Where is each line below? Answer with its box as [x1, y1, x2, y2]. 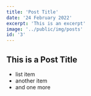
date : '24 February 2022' [6, 15, 72, 21]
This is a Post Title [6, 54, 78, 65]
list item [15, 70, 35, 78]
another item [15, 77, 48, 84]
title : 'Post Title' [6, 9, 59, 15]
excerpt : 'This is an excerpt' [6, 20, 86, 26]
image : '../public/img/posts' [6, 26, 84, 32]
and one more [15, 83, 51, 90]
